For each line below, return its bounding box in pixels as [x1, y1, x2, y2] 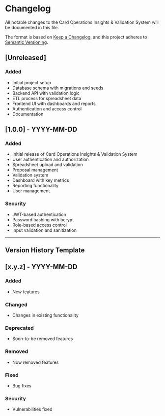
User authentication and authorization [12, 156, 89, 163]
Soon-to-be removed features [12, 336, 73, 342]
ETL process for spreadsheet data [12, 95, 82, 101]
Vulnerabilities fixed [12, 406, 53, 412]
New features [12, 289, 40, 295]
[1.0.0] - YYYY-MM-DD [5, 125, 78, 134]
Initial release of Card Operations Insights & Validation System [12, 151, 137, 157]
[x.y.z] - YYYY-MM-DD [5, 263, 78, 271]
